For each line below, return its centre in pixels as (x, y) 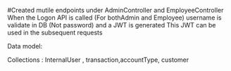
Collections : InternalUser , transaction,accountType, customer (98, 60)
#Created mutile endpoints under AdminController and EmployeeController (115, 10)
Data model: (25, 46)
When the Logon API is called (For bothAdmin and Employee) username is (114, 18)
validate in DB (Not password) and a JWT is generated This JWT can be (112, 25)
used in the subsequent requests (55, 32)
